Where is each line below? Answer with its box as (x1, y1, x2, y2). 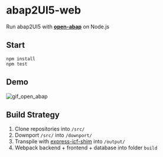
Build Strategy (6, 110, 60, 120)
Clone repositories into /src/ (14, 125, 85, 133)
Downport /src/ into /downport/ (14, 132, 93, 139)
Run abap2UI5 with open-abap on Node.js (6, 23, 110, 30)
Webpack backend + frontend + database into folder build (14, 144, 158, 151)
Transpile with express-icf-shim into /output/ (14, 138, 126, 145)
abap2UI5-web (6, 4, 81, 17)
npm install (6, 55, 35, 62)
